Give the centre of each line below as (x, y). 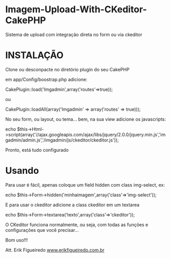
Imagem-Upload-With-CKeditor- (76, 9)
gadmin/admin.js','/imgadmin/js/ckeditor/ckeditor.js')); (62, 140)
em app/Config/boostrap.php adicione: (47, 79)
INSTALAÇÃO (35, 55)
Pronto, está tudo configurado (37, 150)
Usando (22, 171)
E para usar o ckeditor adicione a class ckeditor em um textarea (72, 205)
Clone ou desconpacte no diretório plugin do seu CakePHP (67, 69)
